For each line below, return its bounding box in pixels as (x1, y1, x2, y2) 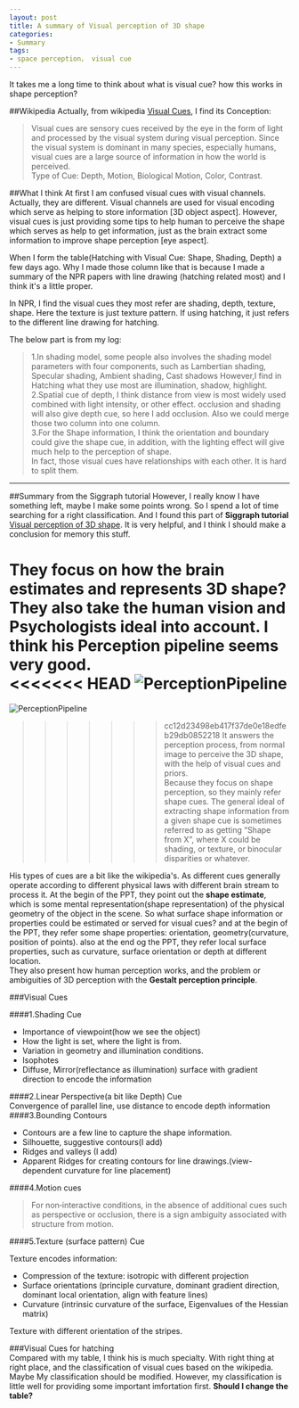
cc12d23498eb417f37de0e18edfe (164, 720, 287, 731)
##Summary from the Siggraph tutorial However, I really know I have (9, 491, 260, 501)
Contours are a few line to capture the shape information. (21, 1127, 233, 1138)
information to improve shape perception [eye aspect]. (9, 235, 209, 245)
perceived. (30, 161, 71, 171)
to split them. (30, 465, 80, 475)
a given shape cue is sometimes (164, 815, 282, 826)
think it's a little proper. (9, 281, 93, 291)
